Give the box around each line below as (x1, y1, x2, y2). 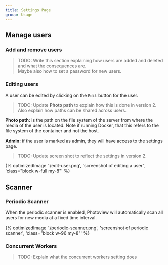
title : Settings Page (5, 7, 51, 13)
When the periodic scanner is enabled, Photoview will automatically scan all (5, 209, 163, 215)
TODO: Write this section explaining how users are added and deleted (17, 58, 163, 64)
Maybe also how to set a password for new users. (17, 68, 122, 74)
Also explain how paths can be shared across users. (17, 107, 127, 114)
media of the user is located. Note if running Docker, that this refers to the (5, 122, 159, 129)
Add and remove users (5, 46, 62, 53)
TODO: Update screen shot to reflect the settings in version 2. (17, 153, 147, 159)
